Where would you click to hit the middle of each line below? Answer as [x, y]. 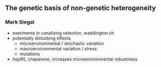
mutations [30, 54]
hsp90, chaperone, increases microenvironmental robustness [75, 59]
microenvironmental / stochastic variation [62, 43]
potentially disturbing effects [41, 38]
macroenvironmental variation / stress [58, 48]
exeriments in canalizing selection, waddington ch [63, 33]
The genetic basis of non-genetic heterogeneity [80, 8]
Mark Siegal [20, 22]
